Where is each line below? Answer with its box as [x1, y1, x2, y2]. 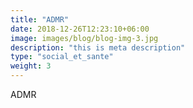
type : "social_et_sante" [10, 52, 114, 62]
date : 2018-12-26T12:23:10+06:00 [10, 24, 150, 34]
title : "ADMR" [10, 14, 70, 25]
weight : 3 [10, 61, 52, 71]
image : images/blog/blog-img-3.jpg [10, 33, 159, 43]
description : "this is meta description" [10, 42, 186, 53]
